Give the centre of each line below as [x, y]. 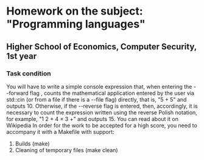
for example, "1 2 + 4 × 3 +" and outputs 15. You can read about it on [92, 119]
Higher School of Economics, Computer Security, [101, 47]
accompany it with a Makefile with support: [60, 131]
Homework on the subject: [75, 11]
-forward [17, 93]
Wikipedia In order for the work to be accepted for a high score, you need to [102, 125]
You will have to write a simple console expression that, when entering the [99, 86]
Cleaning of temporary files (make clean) [66, 150]
